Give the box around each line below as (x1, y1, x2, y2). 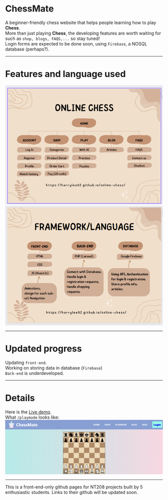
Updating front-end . (5, 359, 47, 365)
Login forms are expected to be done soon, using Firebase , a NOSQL (5, 40, 147, 46)
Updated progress (5, 343, 82, 354)
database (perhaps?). (5, 46, 49, 52)
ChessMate (5, 3, 54, 14)
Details (5, 392, 35, 404)
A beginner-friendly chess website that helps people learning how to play (5, 19, 156, 25)
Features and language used (5, 68, 126, 80)
